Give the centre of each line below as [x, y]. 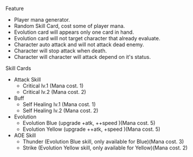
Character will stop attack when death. [60, 51]
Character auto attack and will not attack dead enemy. [79, 44]
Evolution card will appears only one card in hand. [74, 32]
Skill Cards [18, 68]
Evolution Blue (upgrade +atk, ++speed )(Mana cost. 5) [89, 123]
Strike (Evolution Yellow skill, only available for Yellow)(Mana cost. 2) [105, 148]
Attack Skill [27, 79]
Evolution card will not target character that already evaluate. [87, 38]
